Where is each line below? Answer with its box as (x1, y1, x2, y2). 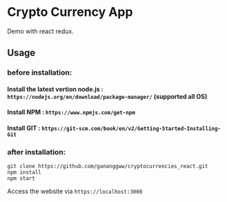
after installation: (7, 147, 66, 156)
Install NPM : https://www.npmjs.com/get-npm (7, 108, 136, 116)
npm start (7, 175, 36, 182)
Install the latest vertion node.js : (7, 84, 103, 93)
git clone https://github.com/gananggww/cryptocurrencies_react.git (7, 163, 208, 170)
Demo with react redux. (7, 27, 74, 35)
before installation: (7, 68, 72, 77)
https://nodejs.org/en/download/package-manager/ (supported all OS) (7, 92, 208, 100)
